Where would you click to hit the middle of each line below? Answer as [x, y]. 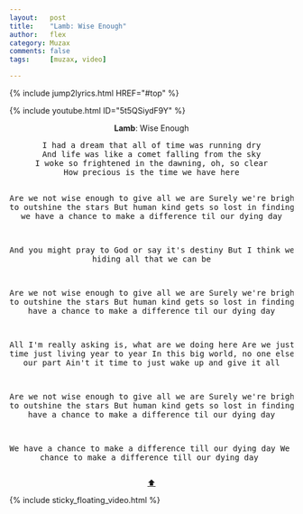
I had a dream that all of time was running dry [151, 145]
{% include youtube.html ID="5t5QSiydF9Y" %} [98, 110]
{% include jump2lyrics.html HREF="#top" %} [94, 93]
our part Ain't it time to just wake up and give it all [151, 363]
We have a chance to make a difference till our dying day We [150, 449]
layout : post [38, 18]
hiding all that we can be [151, 259]
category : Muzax [40, 43]
